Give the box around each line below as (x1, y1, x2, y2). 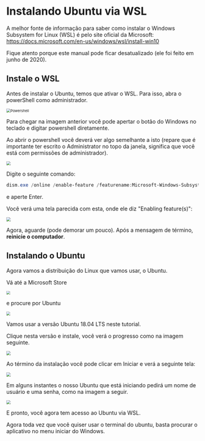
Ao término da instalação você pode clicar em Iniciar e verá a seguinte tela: (6, 360, 196, 368)
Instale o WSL (6, 73, 60, 84)
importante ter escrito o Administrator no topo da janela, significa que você (6, 143, 195, 150)
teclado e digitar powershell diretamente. (6, 124, 110, 132)
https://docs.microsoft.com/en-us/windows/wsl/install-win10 (6, 37, 160, 45)
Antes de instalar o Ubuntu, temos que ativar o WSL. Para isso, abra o (6, 90, 182, 97)
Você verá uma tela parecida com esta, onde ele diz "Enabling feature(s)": (6, 205, 193, 212)
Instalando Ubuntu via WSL (6, 4, 147, 18)
